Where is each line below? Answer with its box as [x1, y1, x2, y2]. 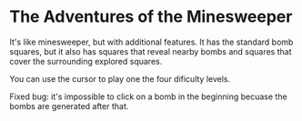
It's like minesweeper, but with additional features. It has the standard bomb [9, 36, 294, 47]
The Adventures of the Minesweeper [9, 6, 293, 27]
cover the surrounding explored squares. [9, 55, 163, 66]
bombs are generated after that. [9, 100, 129, 111]
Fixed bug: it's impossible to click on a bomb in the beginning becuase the [9, 91, 288, 102]
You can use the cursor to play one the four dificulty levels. [9, 73, 231, 84]
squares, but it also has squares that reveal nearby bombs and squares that [9, 45, 292, 56]
